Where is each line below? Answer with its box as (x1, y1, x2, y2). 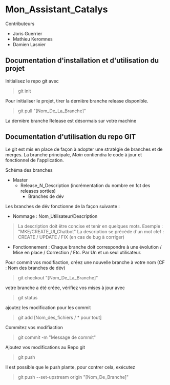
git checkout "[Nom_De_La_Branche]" (17, 274, 98, 280)
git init (17, 88, 31, 94)
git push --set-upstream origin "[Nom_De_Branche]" (17, 374, 129, 380)
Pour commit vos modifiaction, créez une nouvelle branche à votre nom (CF (5, 259, 165, 265)
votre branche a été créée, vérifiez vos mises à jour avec (5, 285, 125, 291)
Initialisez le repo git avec (5, 78, 59, 84)
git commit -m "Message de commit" (17, 334, 96, 340)
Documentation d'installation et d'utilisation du (5, 56, 159, 65)
